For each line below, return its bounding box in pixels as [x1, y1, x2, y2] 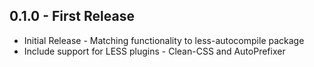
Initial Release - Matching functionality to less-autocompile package [23, 34, 305, 46]
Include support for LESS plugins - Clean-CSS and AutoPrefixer [23, 45, 286, 57]
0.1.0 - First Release [9, 8, 135, 25]
